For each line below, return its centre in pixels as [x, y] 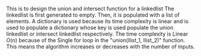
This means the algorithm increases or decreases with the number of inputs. [100, 46]
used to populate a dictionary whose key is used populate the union [90, 27]
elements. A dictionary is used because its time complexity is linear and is [97, 21]
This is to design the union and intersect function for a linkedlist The [90, 9]
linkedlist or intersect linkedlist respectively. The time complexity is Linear [97, 34]
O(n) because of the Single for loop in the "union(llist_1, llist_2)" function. [96, 40]
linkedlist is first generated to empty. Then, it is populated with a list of [93, 15]
